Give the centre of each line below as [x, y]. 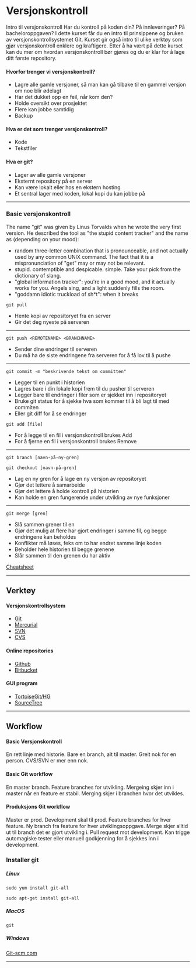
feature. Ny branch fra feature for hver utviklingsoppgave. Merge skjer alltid [97, 826]
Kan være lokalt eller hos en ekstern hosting [67, 187]
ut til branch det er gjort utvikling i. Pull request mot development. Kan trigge [98, 832]
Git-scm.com [22, 953]
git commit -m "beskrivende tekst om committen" [66, 371]
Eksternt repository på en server [53, 181]
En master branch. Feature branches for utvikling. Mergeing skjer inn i [90, 787]
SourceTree [28, 702]
